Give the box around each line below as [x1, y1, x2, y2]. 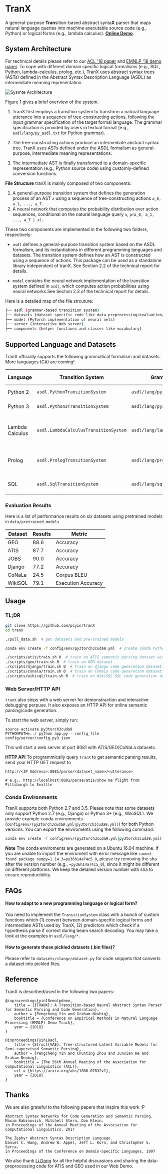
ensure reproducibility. [5, 872, 51, 878]
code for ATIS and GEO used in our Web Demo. [35, 1163, 133, 1169]
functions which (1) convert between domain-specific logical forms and [5, 916, 152, 922]
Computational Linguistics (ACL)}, [5, 1064, 79, 1069]
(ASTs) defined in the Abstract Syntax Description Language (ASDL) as [5, 74, 151, 80]
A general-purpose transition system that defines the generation [12, 190, 145, 196]
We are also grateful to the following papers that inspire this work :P [5, 1104, 145, 1110]
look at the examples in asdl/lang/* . [5, 932, 80, 938]
